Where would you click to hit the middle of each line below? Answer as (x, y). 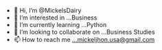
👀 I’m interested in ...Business (55, 18)
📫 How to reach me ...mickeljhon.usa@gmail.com (84, 40)
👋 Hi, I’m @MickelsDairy (47, 10)
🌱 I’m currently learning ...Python (60, 25)
